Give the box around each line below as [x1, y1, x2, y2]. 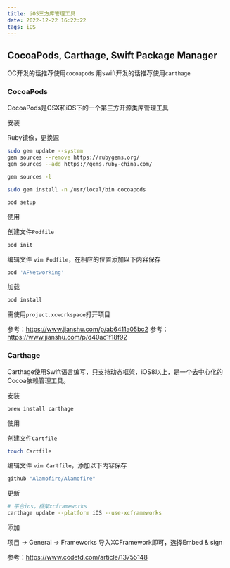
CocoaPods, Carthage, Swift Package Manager [7, 49, 218, 61]
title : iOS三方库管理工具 [7, 10, 76, 18]
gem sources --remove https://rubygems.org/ [7, 154, 140, 162]
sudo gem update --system [7, 148, 83, 155]
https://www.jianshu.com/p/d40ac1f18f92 [7, 333, 128, 342]
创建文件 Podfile [7, 227, 55, 235]
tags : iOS [7, 23, 37, 30]
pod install [7, 297, 42, 304]
